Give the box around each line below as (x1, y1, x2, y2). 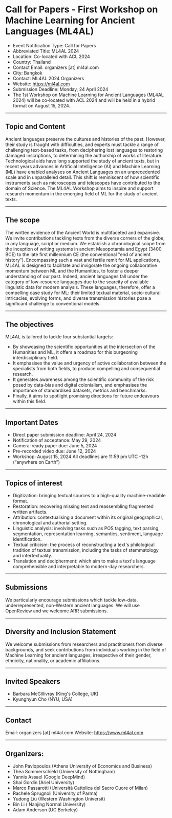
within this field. (12, 398, 47, 405)
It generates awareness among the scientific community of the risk (12, 376, 154, 383)
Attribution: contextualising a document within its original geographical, (12, 514, 163, 520)
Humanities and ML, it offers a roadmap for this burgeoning (12, 349, 138, 355)
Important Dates (5, 418, 58, 427)
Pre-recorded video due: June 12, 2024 (12, 448, 96, 455)
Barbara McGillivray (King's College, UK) (12, 690, 99, 697)
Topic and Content (5, 122, 66, 131)
